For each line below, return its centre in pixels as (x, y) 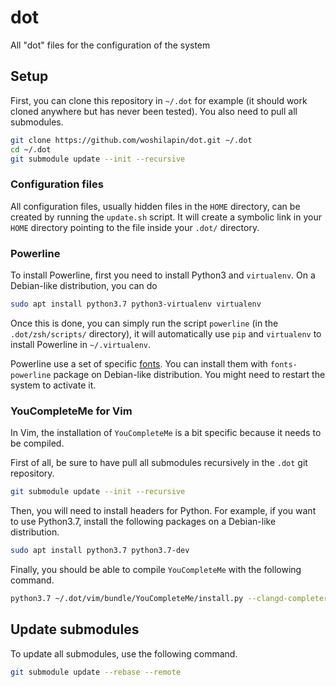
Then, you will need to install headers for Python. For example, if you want (163, 511)
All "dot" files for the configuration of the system (110, 45)
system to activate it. (53, 385)
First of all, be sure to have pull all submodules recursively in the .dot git (159, 463)
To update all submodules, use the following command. (124, 653)
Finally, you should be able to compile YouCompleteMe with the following (156, 569)
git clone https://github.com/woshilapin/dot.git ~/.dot (131, 140)
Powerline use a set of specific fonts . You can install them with (139, 363)
